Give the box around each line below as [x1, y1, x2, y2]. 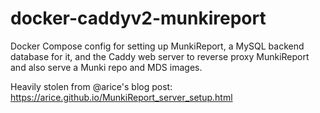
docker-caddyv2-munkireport [10, 7, 267, 30]
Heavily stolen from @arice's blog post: [10, 80, 173, 92]
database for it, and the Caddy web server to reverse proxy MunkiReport [10, 50, 310, 62]
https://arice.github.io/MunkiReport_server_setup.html [10, 91, 233, 103]
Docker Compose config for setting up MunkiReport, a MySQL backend [10, 40, 305, 52]
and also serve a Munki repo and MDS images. [10, 61, 203, 73]
